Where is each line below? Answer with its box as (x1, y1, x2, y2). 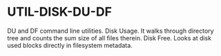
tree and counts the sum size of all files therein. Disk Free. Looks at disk (7, 33, 212, 42)
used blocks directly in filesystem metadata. (7, 41, 133, 49)
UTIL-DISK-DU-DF (7, 4, 113, 20)
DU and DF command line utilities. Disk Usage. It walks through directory (7, 27, 214, 35)
